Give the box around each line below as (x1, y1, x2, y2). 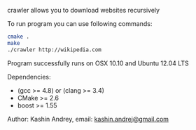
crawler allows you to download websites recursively (7, 6, 160, 14)
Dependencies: (7, 72, 51, 81)
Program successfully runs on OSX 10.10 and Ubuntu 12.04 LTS (7, 59, 189, 67)
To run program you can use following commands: (7, 20, 153, 27)
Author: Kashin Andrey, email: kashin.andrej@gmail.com (7, 115, 169, 123)
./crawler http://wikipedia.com (7, 46, 101, 53)
